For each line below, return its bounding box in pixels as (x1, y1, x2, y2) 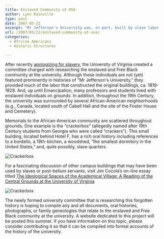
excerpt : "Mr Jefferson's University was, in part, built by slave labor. (5, 25, 162, 30)
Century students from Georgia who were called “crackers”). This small (5, 128, 149, 134)
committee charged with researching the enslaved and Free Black (5, 67, 138, 72)
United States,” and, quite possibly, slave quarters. (5, 143, 107, 149)
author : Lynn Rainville (5, 12, 54, 17)
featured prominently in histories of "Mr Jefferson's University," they (5, 77, 143, 83)
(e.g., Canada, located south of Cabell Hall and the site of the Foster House (5, 103, 157, 109)
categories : (5, 35, 29, 40)
